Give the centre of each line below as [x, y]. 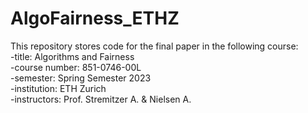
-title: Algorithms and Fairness [72, 56]
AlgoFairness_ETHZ [95, 18]
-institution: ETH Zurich [58, 88]
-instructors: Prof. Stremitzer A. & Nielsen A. [101, 99]
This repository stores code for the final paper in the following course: [154, 46]
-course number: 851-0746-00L [76, 67]
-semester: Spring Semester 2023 [81, 78]
